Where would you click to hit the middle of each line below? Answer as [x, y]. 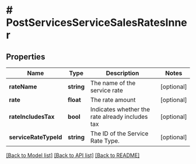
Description [123, 73]
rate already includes [119, 117]
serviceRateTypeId [36, 137]
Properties [26, 57]
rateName [23, 87]
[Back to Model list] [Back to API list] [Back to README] [73, 155]
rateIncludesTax [32, 117]
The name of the [113, 83]
